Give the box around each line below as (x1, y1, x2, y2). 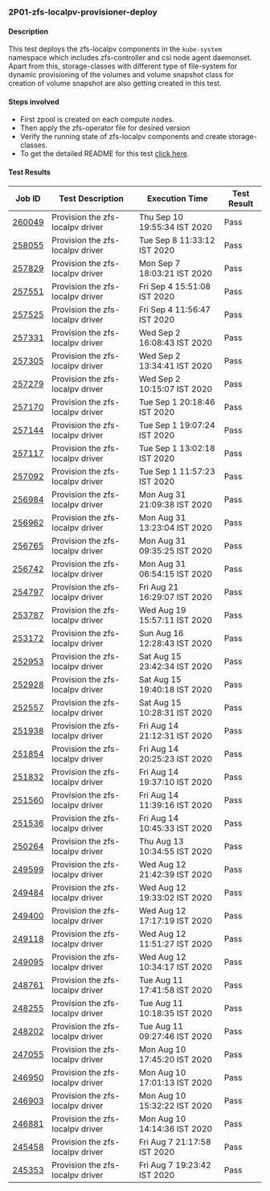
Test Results (8, 167, 51, 177)
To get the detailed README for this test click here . (19, 149, 190, 158)
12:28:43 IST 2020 (138, 638, 213, 649)
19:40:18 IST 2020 (138, 684, 213, 695)
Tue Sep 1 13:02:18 (138, 442, 215, 454)
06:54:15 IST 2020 (138, 568, 213, 579)
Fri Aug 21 (138, 581, 179, 593)
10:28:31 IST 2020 (138, 707, 213, 718)
